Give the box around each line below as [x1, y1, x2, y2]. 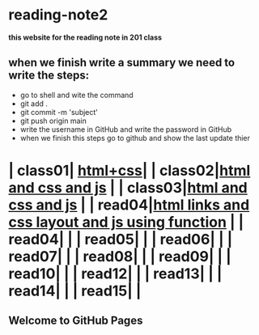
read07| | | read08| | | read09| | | [8, 247, 232, 265]
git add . [19, 99, 49, 108]
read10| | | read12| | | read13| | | [8, 265, 223, 282]
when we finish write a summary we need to [8, 56, 236, 70]
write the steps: [8, 69, 90, 83]
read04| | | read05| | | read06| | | [8, 230, 233, 248]
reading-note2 [8, 6, 108, 24]
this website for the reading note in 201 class [8, 32, 163, 42]
